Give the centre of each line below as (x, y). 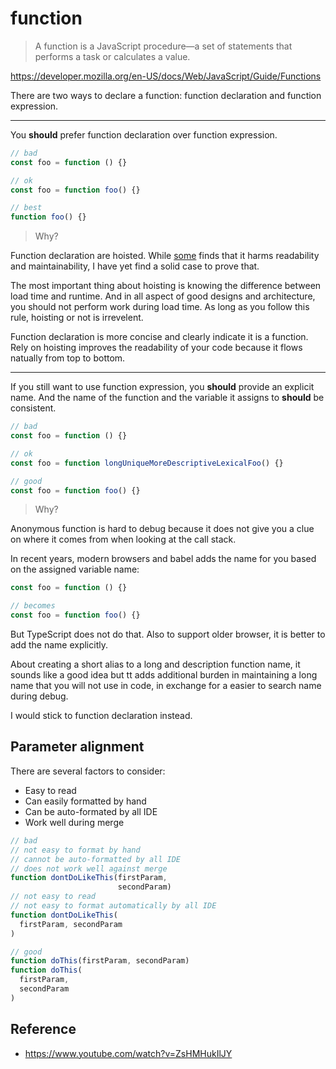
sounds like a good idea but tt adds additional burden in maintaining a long (164, 675)
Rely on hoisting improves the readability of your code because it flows (156, 348)
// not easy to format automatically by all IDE (113, 906)
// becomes (33, 606)
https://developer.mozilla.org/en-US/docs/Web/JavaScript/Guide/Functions (166, 76)
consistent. (33, 408)
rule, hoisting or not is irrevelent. (77, 318)
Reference (43, 1029)
